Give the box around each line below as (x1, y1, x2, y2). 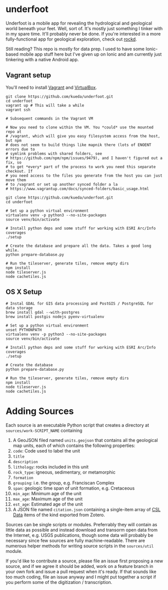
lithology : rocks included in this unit (12, 464, 89, 470)
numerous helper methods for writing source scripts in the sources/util (5, 543, 154, 549)
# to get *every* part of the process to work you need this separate (5, 164, 156, 169)
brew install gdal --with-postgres (5, 310, 80, 315)
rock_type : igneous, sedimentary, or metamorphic (12, 469, 116, 475)
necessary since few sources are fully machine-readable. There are (5, 537, 145, 543)
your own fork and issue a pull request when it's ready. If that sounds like (5, 568, 156, 574)
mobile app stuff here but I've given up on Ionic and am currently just (19, 51, 162, 57)
